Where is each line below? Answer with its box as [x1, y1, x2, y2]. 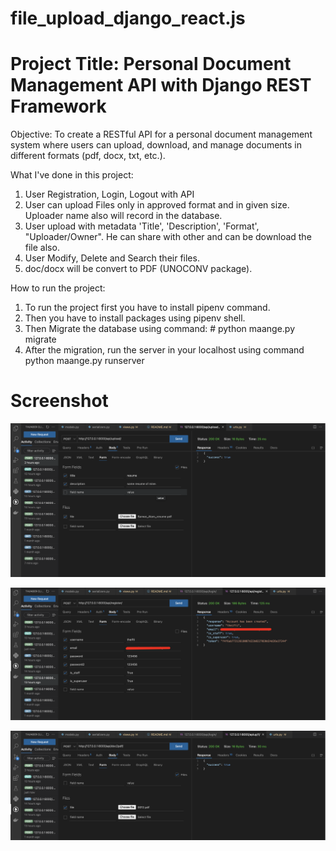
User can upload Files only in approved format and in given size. [24, 199, 290, 211]
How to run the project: [10, 282, 106, 294]
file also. [24, 242, 60, 254]
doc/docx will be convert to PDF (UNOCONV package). [24, 263, 253, 275]
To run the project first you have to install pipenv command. [24, 302, 271, 314]
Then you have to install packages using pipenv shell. [24, 312, 246, 324]
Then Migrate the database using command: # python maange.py [24, 323, 296, 335]
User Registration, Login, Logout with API [24, 188, 195, 201]
